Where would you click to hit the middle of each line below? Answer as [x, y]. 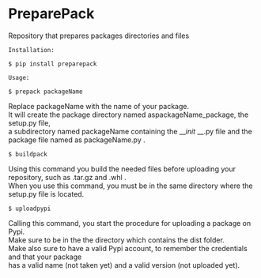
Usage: [19, 77]
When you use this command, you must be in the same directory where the [130, 186]
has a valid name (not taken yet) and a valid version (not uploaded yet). [124, 265]
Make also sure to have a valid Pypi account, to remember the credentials [128, 248]
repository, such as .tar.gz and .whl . [67, 177]
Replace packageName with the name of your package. [99, 106]
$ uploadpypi [30, 208]
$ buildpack [28, 154]
